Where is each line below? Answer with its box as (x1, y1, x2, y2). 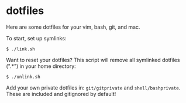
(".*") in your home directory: (6, 63, 76, 70)
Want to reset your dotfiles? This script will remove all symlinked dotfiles (6, 56, 180, 63)
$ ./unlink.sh (6, 74, 41, 80)
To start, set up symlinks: (6, 35, 67, 42)
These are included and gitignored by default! (6, 90, 116, 97)
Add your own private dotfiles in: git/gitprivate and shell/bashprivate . (6, 84, 181, 91)
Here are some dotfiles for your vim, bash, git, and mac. (6, 23, 140, 30)
